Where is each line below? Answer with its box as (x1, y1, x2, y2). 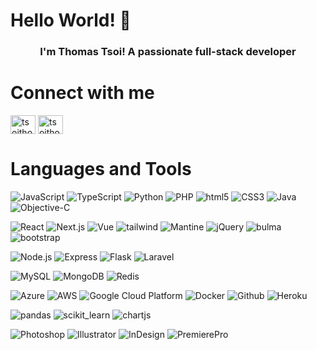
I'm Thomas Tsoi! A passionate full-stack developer (39, 45, 297, 59)
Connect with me (10, 82, 155, 104)
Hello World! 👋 (10, 9, 132, 32)
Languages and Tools (10, 158, 192, 181)
